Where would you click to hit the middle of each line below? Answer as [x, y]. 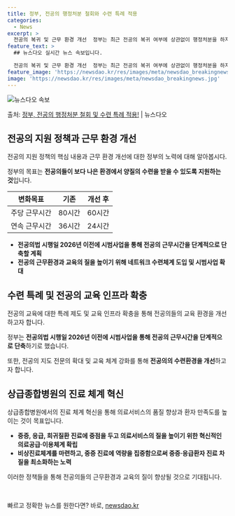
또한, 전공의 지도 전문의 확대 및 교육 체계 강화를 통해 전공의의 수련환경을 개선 [111, 361]
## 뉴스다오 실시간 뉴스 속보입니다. [58, 53]
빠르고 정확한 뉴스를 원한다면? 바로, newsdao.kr [73, 505]
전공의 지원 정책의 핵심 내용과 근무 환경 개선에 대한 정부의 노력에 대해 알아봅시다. [117, 157]
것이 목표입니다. [42, 421]
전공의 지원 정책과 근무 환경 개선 [72, 138]
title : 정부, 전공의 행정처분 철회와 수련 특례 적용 [72, 14]
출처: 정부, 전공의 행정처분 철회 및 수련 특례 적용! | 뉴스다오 [87, 114]
